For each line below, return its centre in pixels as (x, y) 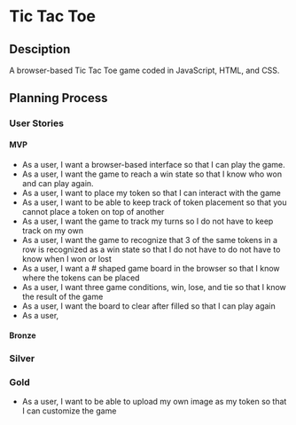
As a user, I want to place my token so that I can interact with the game (151, 193)
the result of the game (62, 296)
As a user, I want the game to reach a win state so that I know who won (152, 174)
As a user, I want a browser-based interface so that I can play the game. (153, 164)
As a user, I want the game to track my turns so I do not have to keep (148, 221)
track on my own (53, 230)
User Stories (37, 123)
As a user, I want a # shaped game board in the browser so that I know (151, 268)
